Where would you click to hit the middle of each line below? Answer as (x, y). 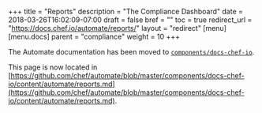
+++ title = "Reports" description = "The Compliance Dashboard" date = (125, 11)
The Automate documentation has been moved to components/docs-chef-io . (131, 52)
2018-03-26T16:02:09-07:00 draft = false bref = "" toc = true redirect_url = (130, 20)
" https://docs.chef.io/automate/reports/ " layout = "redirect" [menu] (118, 28)
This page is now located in (53, 67)
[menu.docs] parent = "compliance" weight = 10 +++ (94, 36)
